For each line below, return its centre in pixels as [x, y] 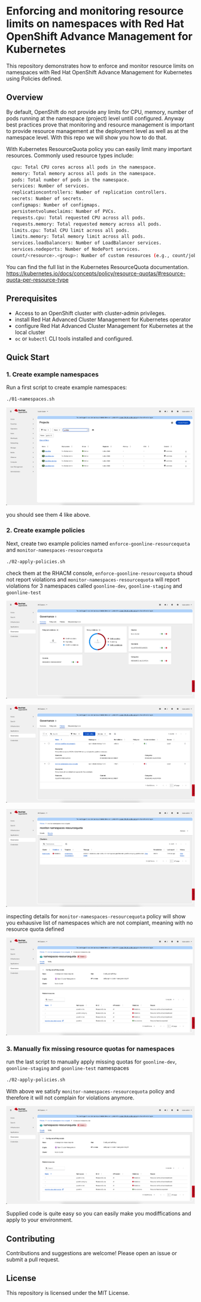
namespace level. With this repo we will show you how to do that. [87, 137]
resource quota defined [35, 929]
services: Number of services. [51, 186]
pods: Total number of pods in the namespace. [71, 180]
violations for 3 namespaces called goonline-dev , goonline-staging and [94, 586]
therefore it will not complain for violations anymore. [70, 1098]
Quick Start [28, 358]
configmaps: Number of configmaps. [56, 205]
